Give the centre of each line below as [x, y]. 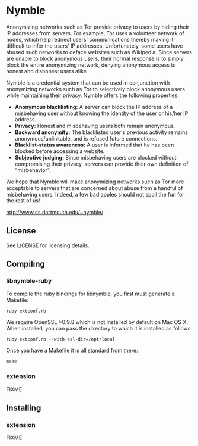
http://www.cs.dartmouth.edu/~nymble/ [55, 212]
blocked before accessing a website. [60, 151]
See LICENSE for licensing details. [48, 245]
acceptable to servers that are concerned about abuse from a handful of [95, 188]
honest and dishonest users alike [47, 71]
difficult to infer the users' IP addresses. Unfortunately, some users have [95, 46]
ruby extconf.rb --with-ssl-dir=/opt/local [61, 339]
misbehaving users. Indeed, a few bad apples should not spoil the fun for [95, 194]
